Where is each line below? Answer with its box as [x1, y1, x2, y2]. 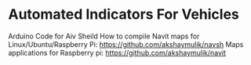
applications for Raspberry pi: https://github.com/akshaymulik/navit [8, 48, 226, 57]
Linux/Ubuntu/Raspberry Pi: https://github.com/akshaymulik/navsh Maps [8, 39, 244, 49]
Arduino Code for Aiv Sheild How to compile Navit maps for [8, 31, 200, 41]
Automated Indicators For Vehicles [8, 5, 239, 23]
